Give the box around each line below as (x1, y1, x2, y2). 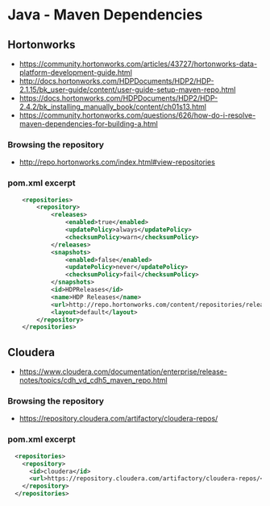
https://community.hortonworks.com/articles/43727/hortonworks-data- (19, 59, 258, 68)
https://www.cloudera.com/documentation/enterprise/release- (19, 367, 227, 376)
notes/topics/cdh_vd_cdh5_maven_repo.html (19, 375, 168, 385)
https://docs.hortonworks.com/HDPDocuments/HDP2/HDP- (19, 93, 218, 102)
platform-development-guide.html (19, 68, 132, 77)
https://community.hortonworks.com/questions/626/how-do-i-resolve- (19, 110, 256, 120)
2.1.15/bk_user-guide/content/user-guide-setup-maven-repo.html (19, 85, 236, 94)
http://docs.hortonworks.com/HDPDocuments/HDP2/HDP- (19, 77, 214, 85)
